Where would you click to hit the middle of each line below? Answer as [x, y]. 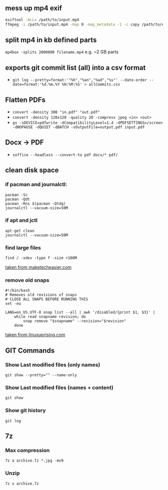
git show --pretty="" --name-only [41, 375]
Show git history [25, 411]
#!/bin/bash [17, 291]
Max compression [27, 450]
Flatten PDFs [25, 100]
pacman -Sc [16, 195]
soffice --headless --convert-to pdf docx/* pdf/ [65, 155]
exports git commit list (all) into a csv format [75, 68]
